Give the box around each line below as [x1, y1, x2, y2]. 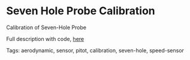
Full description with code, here [6, 35, 85, 42]
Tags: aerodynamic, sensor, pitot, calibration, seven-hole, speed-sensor [6, 46, 185, 54]
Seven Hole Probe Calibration [6, 4, 156, 18]
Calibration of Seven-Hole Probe [6, 24, 87, 31]
